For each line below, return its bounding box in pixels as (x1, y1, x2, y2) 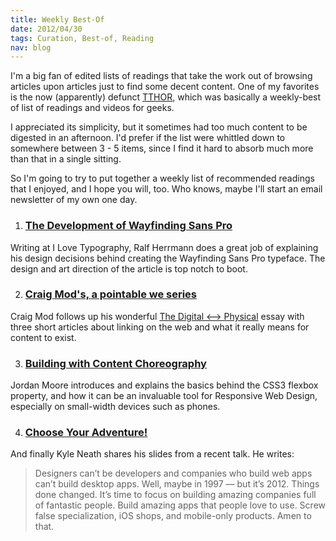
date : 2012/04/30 (10, 24, 83, 34)
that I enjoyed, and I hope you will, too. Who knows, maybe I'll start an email (10, 183, 323, 195)
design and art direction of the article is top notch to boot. (10, 262, 248, 275)
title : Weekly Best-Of (10, 14, 105, 25)
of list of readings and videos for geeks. (10, 102, 175, 114)
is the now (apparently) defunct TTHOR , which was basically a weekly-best (10, 91, 322, 103)
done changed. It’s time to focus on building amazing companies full (34, 489, 317, 501)
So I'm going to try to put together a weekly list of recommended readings (10, 172, 315, 185)
